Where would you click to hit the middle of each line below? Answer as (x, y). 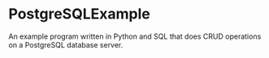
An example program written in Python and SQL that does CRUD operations (135, 36)
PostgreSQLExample (79, 14)
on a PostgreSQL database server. (66, 44)
